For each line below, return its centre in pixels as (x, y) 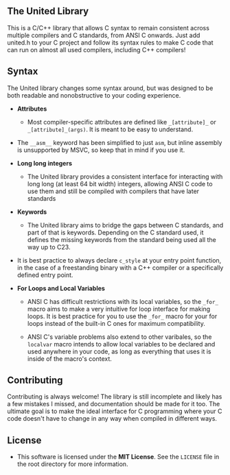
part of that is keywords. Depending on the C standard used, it (115, 232)
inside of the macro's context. (69, 358)
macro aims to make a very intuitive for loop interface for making (119, 309)
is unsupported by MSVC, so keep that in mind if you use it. (101, 150)
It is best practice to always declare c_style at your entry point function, (119, 260)
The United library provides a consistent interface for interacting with (125, 176)
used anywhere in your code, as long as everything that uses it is (119, 351)
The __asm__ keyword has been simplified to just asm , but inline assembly (119, 142)
